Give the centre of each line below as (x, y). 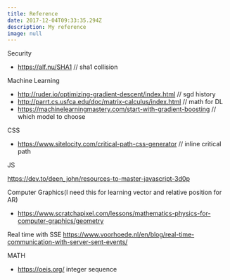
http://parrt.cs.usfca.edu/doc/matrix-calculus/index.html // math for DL (120, 102)
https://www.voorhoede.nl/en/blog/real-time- (129, 235)
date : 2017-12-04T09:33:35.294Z (55, 20)
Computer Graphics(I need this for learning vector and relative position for (115, 192)
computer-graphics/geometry (60, 221)
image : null (25, 33)
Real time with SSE (34, 235)
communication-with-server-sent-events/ (68, 242)
